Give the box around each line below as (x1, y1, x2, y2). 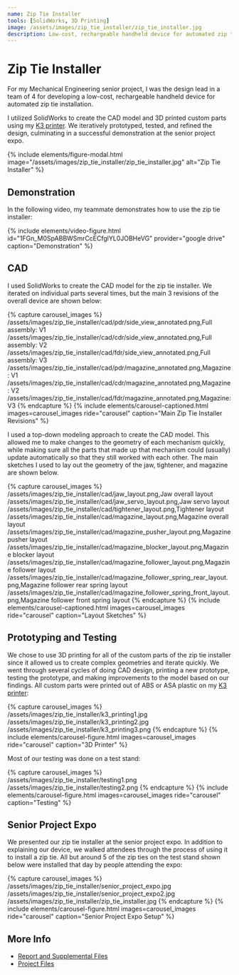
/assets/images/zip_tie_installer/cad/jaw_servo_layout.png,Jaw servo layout (7, 497, 230, 505)
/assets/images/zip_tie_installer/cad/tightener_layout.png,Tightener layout (7, 505, 224, 513)
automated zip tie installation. (7, 100, 94, 108)
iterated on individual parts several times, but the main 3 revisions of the (7, 288, 219, 297)
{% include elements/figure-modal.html (7, 151, 123, 159)
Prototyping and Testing (7, 632, 117, 644)
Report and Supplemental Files (17, 952, 108, 961)
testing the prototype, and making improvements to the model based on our (7, 673, 229, 682)
